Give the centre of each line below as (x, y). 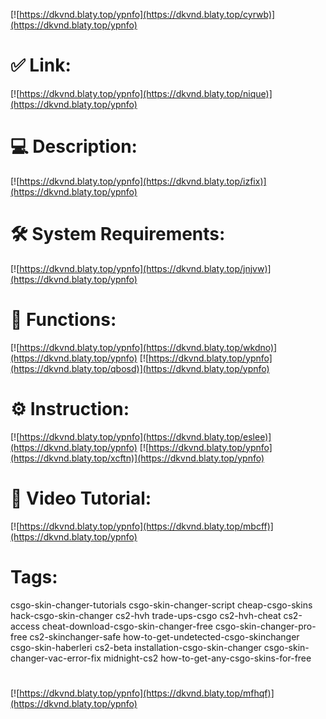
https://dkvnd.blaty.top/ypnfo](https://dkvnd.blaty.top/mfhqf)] (147, 693)
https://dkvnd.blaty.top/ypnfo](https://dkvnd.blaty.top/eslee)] (145, 436)
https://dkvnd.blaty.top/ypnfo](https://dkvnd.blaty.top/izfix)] (143, 181)
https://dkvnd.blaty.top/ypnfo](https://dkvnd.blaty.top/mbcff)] (146, 526)
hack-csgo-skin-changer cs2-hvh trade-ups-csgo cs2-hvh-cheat (146, 615)
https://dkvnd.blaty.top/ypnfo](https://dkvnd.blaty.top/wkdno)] (148, 347)
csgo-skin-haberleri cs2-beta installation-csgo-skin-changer (136, 647)
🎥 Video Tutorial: (81, 498)
